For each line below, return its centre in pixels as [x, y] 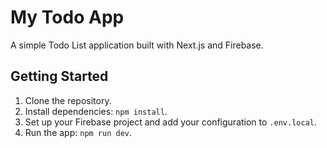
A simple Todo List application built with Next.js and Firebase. [137, 45]
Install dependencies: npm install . [96, 111]
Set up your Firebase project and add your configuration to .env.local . [170, 122]
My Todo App [67, 17]
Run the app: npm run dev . [78, 132]
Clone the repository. [68, 100]
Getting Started [59, 76]
